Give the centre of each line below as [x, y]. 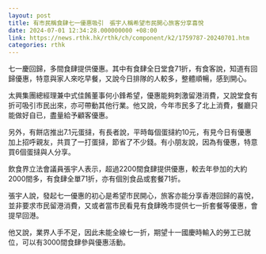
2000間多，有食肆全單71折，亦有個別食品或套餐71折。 [97, 179]
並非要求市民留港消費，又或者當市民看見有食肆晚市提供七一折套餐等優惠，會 [133, 206]
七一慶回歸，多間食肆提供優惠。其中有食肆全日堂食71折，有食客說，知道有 [129, 69]
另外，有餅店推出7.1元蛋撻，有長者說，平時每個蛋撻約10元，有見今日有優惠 [130, 133]
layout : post [30, 15]
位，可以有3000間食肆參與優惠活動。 [69, 242]
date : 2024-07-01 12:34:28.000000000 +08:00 [83, 30]
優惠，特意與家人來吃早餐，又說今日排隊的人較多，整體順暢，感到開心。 [133, 79]
